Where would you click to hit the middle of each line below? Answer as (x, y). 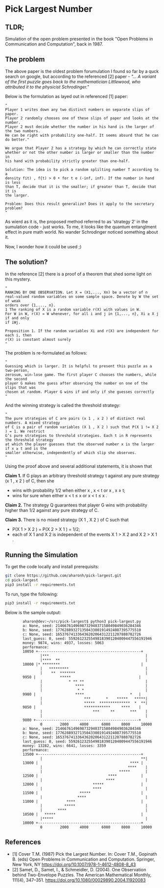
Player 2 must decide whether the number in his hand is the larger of (80, 127)
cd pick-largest (22, 580)
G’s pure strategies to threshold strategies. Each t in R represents (79, 435)
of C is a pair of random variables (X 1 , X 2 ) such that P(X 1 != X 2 (82, 427)
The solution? (26, 262)
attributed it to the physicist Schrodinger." (47, 87)
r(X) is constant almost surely (38, 339)
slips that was (21, 387)
